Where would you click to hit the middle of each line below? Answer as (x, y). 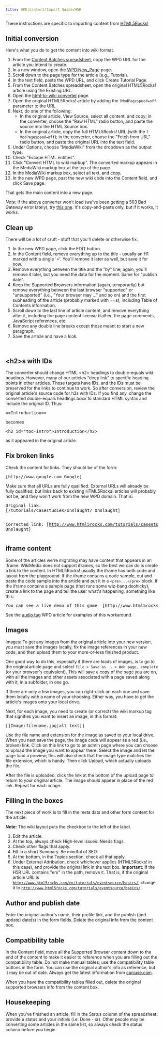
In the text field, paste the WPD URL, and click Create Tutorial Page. (80, 80)
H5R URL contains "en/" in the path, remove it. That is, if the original (80, 872)
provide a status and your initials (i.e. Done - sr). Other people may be (75, 1019)
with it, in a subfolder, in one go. (37, 682)
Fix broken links (30, 456)
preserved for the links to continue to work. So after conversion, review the (80, 388)
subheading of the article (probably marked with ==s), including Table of (85, 300)
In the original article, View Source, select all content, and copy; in (86, 116)
